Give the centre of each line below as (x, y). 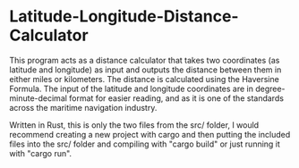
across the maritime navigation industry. (83, 107)
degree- (270, 88)
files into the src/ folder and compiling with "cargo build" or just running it (145, 144)
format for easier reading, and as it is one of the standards (176, 98)
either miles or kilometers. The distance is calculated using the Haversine (144, 79)
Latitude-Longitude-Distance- (124, 17)
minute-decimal (38, 98)
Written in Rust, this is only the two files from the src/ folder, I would (134, 125)
